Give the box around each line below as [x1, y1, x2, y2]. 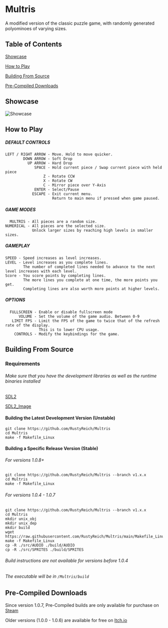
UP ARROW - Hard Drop [27, 160, 72, 165]
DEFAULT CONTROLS [5, 139, 50, 145]
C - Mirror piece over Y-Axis [43, 183, 106, 188]
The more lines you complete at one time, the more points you [23, 278, 157, 283]
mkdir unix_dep [5, 520, 37, 526]
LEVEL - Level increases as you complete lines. [5, 260, 108, 265]
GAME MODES [5, 206, 36, 212]
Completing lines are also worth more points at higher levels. [23, 286, 160, 291]
